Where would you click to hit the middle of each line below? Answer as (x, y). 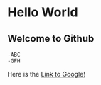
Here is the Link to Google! (46, 74)
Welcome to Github (51, 39)
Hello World (43, 12)
